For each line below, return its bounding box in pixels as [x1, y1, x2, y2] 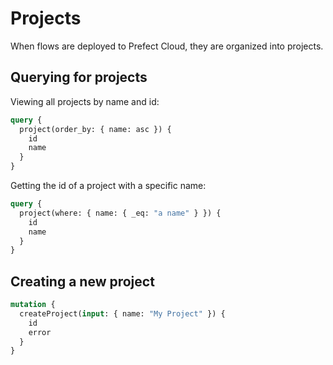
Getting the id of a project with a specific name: [10, 180, 207, 191]
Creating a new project [10, 273, 155, 290]
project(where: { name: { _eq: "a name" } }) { [19, 208, 222, 218]
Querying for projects [10, 69, 148, 86]
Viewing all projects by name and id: [10, 95, 160, 107]
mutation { [10, 300, 56, 310]
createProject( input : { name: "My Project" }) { [19, 308, 226, 319]
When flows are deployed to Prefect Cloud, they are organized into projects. [10, 40, 324, 52]
